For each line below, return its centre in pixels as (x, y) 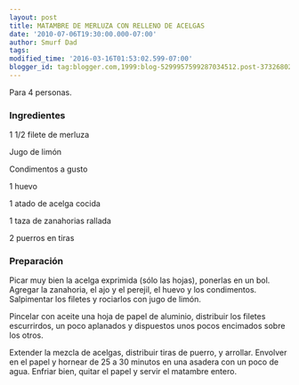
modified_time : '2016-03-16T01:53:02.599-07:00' (101, 59)
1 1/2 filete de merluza (49, 135)
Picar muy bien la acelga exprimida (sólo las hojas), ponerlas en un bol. (140, 280)
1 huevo (24, 187)
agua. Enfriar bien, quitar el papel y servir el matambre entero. (123, 372)
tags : (19, 51)
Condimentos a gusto (48, 169)
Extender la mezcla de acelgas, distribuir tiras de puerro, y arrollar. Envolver (148, 353)
